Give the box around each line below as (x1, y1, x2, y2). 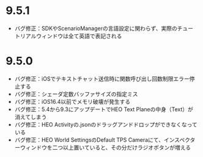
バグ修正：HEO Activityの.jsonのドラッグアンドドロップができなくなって (14, 120, 198, 128)
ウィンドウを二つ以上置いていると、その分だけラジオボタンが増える (20, 144, 191, 151)
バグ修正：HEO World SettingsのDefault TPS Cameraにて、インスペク (14, 136, 190, 144)
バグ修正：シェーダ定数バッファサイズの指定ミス (14, 90, 138, 98)
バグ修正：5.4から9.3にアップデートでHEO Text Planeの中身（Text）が (14, 105, 194, 113)
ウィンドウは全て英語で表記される (35, 32, 122, 40)
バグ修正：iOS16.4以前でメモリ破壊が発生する (14, 98, 131, 105)
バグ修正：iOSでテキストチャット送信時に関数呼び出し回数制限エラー (14, 75, 190, 82)
